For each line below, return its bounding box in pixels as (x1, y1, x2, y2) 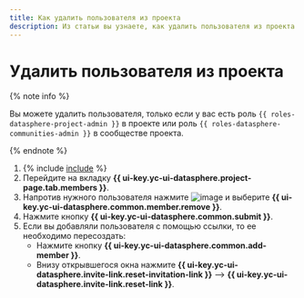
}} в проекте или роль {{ (110, 118, 208, 129)
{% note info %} (9, 91, 70, 102)
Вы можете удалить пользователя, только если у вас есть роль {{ (9, 108, 268, 119)
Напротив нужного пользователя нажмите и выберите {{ (22, 192, 280, 203)
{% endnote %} (9, 145, 68, 156)
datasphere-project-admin (9, 120, 107, 129)
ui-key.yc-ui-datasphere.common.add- (113, 240, 267, 251)
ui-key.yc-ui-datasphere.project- (122, 173, 252, 184)
